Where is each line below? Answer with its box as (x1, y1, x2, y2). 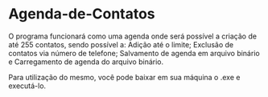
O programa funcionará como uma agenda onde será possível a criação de (8, 31, 258, 41)
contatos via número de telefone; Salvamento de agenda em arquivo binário (8, 48, 260, 58)
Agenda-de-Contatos (8, 5, 155, 23)
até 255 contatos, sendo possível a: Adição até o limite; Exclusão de (8, 39, 234, 49)
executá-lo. (8, 81, 47, 91)
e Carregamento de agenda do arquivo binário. (8, 57, 164, 67)
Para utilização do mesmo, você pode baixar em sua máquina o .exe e (8, 72, 241, 82)
